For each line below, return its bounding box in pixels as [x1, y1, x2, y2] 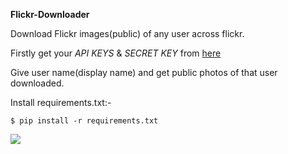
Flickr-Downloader [10, 9, 90, 20]
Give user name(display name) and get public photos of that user [10, 67, 278, 78]
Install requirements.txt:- [10, 97, 112, 108]
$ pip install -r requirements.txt [10, 116, 159, 126]
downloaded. [10, 77, 65, 89]
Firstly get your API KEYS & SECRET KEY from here [10, 47, 222, 59]
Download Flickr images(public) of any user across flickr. [10, 28, 245, 39]
